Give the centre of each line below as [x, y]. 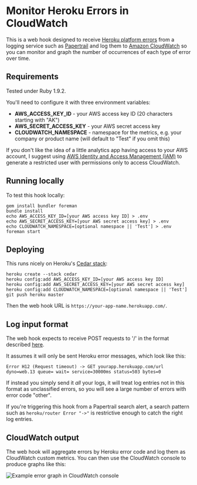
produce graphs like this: [36, 464]
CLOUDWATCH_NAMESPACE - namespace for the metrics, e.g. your [98, 132]
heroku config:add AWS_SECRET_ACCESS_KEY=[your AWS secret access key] [95, 285]
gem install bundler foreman [42, 206]
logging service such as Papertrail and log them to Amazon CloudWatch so [97, 46]
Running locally [35, 181]
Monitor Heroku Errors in [67, 11]
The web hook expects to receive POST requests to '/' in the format [88, 338]
